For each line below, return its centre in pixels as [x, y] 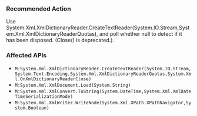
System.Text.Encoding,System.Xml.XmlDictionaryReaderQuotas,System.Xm [103, 74]
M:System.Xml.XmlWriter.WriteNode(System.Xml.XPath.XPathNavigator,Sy [103, 103]
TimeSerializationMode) [44, 96]
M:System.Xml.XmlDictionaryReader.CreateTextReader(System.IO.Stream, [103, 69]
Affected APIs [26, 56]
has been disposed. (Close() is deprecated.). [60, 40]
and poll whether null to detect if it [141, 34]
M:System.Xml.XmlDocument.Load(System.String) [73, 85]
